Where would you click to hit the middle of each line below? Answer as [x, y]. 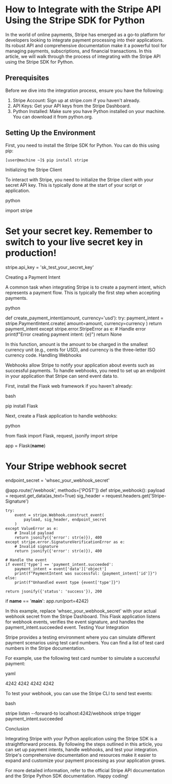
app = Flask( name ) [25, 446]
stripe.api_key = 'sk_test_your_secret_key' [50, 267]
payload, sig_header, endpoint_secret [65, 520]
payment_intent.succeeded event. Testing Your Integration [67, 627]
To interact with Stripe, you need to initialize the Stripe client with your [80, 179]
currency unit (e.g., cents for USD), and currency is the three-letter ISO [80, 350]
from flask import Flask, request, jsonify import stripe [62, 435]
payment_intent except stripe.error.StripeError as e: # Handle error [76, 329]
